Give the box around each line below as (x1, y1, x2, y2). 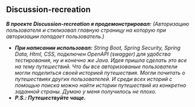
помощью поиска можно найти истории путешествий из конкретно (14, 82, 186, 89)
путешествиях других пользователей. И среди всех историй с (14, 75, 173, 82)
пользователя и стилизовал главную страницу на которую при (6, 26, 167, 34)
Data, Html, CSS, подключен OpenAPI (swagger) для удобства (14, 50, 171, 58)
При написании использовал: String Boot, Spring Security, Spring (14, 44, 181, 51)
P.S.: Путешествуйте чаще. (14, 94, 86, 101)
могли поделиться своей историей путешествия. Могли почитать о (14, 69, 186, 76)
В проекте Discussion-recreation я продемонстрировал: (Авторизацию (6, 20, 190, 27)
